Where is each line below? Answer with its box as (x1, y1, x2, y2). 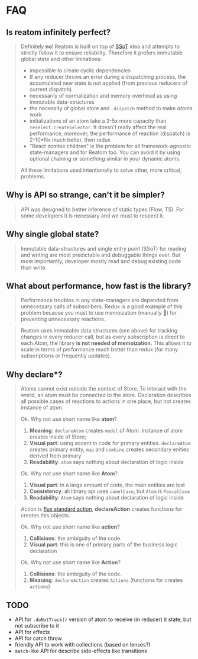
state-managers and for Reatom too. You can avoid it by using (29, 149, 181, 156)
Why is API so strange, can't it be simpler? (6, 190, 165, 200)
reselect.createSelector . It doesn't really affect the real (29, 124, 167, 130)
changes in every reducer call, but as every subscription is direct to (20, 333, 185, 341)
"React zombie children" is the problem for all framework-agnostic (29, 143, 191, 149)
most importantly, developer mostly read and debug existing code (20, 257, 181, 264)
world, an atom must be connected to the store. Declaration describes (20, 392, 191, 399)
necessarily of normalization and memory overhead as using (29, 92, 177, 99)
